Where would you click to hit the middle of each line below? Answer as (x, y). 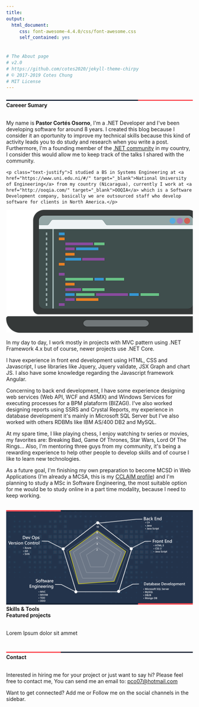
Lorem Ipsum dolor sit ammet (42, 633)
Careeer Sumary (27, 105)
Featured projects (29, 615)
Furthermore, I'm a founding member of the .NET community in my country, (98, 148)
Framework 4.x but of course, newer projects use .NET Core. (81, 349)
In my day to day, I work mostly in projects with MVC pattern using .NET (94, 343)
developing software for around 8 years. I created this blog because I (90, 129)
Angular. (16, 379)
